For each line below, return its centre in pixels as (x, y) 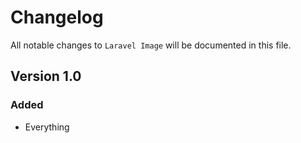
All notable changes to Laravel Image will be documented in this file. (151, 45)
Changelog (57, 17)
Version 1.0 (46, 76)
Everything (47, 127)
